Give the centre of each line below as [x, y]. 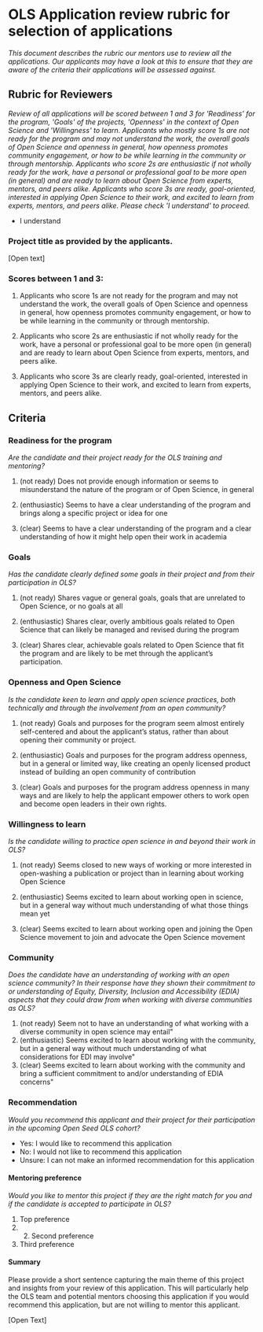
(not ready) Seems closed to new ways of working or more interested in [135, 864]
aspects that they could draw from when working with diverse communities [130, 1000]
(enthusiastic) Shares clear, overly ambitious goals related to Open [127, 622]
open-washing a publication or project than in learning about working [131, 873]
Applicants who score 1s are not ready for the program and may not [129, 296]
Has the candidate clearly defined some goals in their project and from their [131, 574]
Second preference [62, 1236]
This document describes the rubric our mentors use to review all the [120, 53]
